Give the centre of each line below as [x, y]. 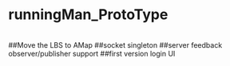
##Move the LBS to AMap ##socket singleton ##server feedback [115, 45]
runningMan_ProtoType [88, 15]
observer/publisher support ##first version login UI [92, 53]
